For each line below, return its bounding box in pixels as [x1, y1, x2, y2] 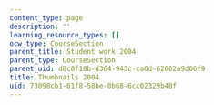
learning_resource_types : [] [9, 30, 120, 39]
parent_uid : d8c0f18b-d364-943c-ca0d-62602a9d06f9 [9, 65, 206, 74]
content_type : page [9, 13, 84, 23]
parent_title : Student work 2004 [9, 47, 137, 57]
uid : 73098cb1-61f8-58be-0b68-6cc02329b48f [9, 81, 178, 90]
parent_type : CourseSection [9, 56, 117, 65]
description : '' [9, 22, 71, 31]
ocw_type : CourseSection [9, 38, 104, 48]
